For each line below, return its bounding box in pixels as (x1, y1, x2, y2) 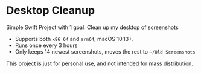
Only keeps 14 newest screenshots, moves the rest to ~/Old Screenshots (14, 48, 196, 55)
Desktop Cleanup (6, 4, 95, 17)
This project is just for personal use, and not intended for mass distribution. (6, 60, 193, 67)
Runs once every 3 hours (14, 42, 78, 49)
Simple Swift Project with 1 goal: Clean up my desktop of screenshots (6, 24, 179, 31)
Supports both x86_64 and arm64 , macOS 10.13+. (14, 35, 134, 42)
